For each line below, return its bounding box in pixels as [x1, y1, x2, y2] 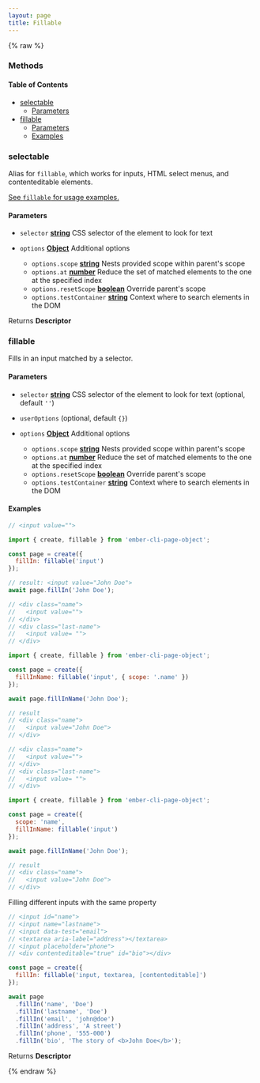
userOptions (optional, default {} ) [19, 413, 128, 423]
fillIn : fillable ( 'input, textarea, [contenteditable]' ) [15, 972, 207, 979]
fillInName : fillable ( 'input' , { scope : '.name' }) [15, 673, 190, 681]
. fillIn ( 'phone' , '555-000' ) [15, 1029, 111, 1038]
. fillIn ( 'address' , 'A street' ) [15, 1022, 122, 1030]
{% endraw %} [8, 1066, 57, 1076]
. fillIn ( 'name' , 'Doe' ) [15, 1000, 93, 1008]
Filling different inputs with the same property [8, 898, 156, 908]
